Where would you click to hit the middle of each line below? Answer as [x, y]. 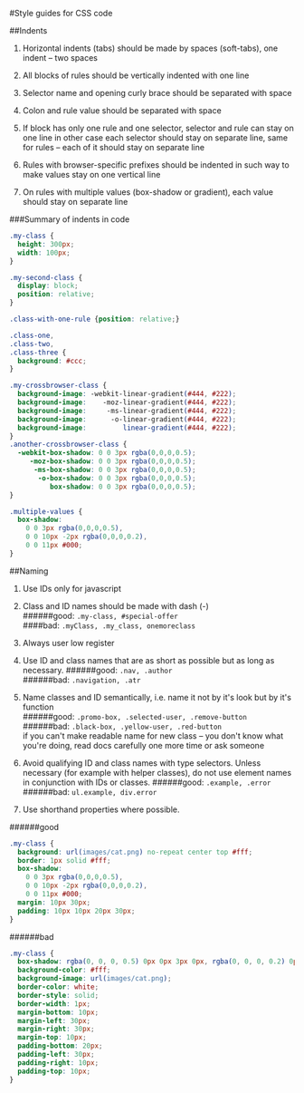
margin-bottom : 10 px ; [58, 1012]
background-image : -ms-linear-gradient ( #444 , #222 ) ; [127, 411]
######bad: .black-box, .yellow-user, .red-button [122, 726]
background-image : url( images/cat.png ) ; [95, 979]
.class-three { [38, 353]
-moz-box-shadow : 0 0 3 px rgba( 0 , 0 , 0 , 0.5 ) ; [113, 461]
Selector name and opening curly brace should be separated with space [157, 93]
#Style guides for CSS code [61, 13]
